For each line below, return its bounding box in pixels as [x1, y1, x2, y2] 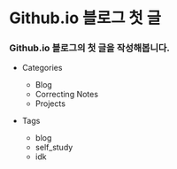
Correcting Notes [35, 89, 99, 100]
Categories [21, 63, 63, 73]
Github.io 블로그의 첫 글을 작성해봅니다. [9, 42, 170, 54]
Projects [35, 98, 66, 109]
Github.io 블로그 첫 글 [9, 8, 162, 28]
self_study [35, 142, 73, 153]
